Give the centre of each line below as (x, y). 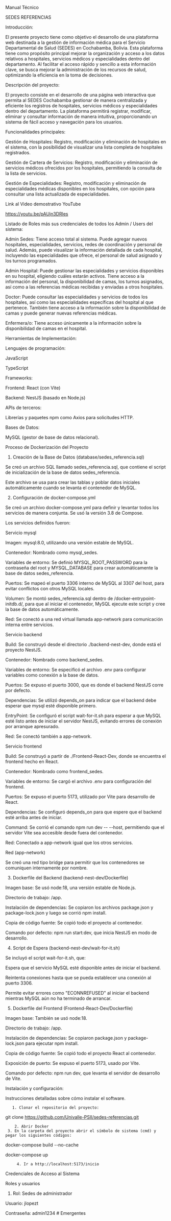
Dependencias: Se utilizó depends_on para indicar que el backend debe (81, 700)
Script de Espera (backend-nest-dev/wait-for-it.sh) (66, 948)
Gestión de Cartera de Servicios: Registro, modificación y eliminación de (81, 162)
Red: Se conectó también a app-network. (48, 736)
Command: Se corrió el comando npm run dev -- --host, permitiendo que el (85, 827)
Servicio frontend (23, 746)
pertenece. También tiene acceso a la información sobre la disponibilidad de (86, 308)
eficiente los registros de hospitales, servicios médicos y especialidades (81, 106)
